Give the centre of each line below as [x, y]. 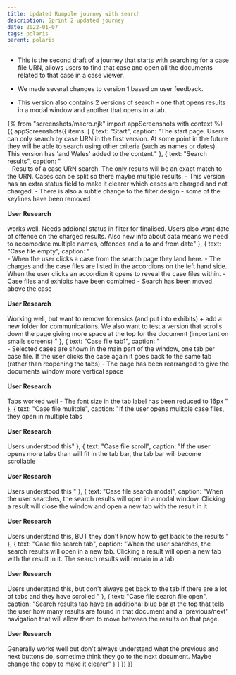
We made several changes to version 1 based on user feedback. [110, 89]
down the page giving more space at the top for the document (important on [118, 334]
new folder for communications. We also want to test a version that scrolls [115, 326]
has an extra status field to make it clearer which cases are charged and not [117, 184]
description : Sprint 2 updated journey [66, 20]
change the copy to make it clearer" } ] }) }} [70, 664]
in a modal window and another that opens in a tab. [92, 110]
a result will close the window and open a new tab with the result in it [107, 506]
